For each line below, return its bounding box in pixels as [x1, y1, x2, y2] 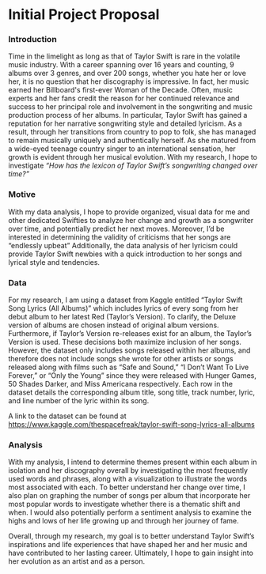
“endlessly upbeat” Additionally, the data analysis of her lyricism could [8, 240, 238, 250]
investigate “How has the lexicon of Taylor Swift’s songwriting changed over [8, 160, 258, 171]
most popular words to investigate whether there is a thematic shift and [8, 500, 241, 509]
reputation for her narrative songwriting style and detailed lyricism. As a [8, 119, 243, 128]
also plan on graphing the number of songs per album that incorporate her [8, 491, 251, 500]
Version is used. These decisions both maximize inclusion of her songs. [8, 338, 241, 347]
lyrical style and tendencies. [8, 257, 101, 266]
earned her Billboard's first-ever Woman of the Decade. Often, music [8, 85, 234, 95]
